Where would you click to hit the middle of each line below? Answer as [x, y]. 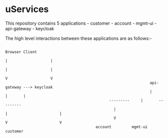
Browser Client [21, 52]
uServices [27, 9]
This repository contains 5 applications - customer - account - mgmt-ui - [81, 23]
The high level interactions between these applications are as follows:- [79, 38]
